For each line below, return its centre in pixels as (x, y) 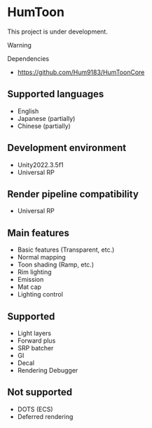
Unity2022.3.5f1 (41, 164)
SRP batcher (35, 348)
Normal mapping (42, 257)
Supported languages (56, 94)
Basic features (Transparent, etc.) (66, 250)
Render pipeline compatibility (73, 194)
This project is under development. (58, 31)
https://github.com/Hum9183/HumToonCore (81, 72)
